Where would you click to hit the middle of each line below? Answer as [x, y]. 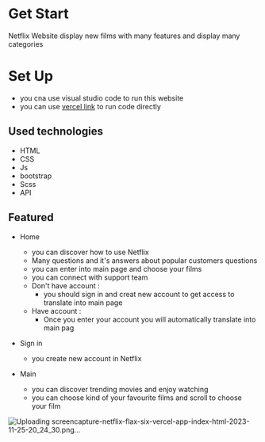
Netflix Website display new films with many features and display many [124, 36]
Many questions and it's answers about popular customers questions [144, 260]
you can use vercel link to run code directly [90, 106]
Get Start [38, 14]
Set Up [31, 76]
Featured [31, 217]
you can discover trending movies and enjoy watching [120, 389]
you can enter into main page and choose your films [117, 269]
